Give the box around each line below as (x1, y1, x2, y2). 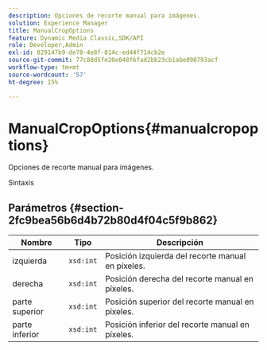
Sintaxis (8, 178, 34, 188)
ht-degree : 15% (8, 78, 59, 86)
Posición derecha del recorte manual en (104, 274, 254, 285)
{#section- (69, 200, 125, 215)
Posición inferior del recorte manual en (104, 319, 250, 330)
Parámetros (8, 200, 68, 215)
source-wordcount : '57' (8, 71, 87, 79)
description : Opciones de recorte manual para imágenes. (8, 11, 201, 20)
